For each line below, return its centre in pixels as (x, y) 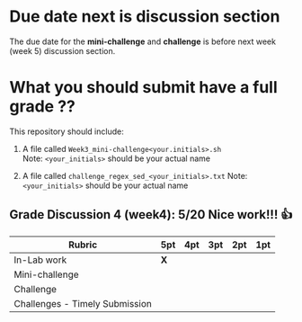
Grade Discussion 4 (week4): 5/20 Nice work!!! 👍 (151, 215)
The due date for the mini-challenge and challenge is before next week (143, 41)
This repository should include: (67, 131)
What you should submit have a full (144, 88)
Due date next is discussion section (145, 17)
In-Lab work (40, 260)
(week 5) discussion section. (62, 50)
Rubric (83, 245)
